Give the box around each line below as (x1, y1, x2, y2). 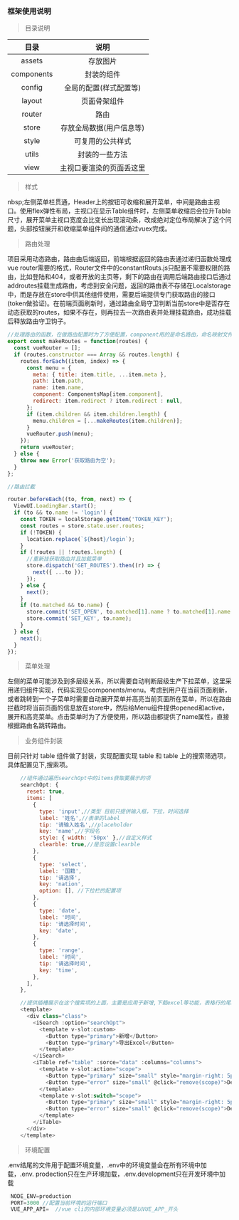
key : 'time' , (38, 967, 78, 974)
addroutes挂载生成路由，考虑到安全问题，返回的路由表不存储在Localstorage (7, 281, 231, 290)
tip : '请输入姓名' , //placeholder (38, 821, 133, 829)
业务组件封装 (24, 737, 63, 745)
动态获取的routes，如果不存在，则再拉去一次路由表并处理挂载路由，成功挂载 (7, 308, 232, 317)
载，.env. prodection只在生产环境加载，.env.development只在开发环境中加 (7, 1169, 226, 1178)
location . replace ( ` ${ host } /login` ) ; (26, 535, 135, 542)
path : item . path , (33, 377, 84, 385)
